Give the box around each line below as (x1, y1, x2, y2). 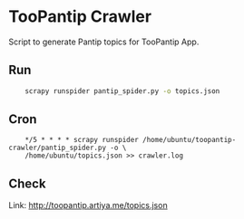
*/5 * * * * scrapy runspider (24, 136, 140, 145)
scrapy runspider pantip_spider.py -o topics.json (24, 86, 220, 96)
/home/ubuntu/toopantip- (142, 136, 237, 145)
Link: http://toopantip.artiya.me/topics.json (8, 200, 169, 211)
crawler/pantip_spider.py (8, 143, 106, 153)
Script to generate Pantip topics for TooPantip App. (8, 36, 200, 47)
